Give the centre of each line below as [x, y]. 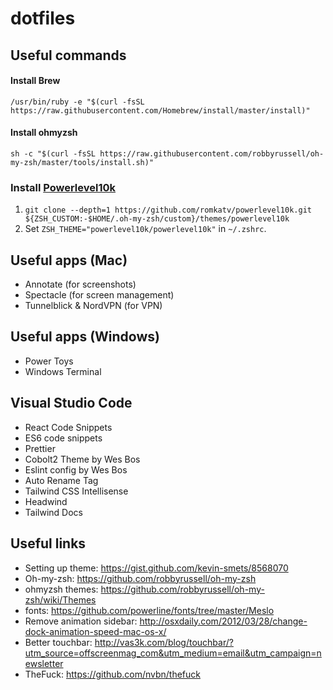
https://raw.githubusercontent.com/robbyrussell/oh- [212, 153]
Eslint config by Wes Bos [76, 469]
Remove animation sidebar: [81, 621]
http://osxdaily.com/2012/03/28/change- [223, 621]
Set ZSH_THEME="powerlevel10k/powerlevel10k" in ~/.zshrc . [145, 229]
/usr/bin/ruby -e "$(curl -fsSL [77, 102]
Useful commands [68, 55]
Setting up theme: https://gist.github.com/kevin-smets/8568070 [156, 568]
